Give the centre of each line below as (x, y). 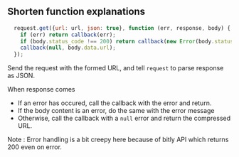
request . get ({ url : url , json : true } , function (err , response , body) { (122, 28)
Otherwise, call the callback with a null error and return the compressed (124, 118)
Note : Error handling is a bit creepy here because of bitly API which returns (118, 140)
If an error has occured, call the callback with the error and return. (115, 103)
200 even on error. (35, 147)
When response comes (41, 90)
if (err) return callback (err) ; (68, 35)
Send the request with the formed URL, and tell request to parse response (116, 68)
